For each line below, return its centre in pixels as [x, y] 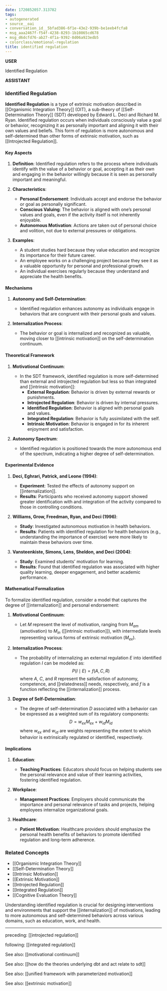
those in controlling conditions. [51, 507]
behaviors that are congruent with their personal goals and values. [88, 314]
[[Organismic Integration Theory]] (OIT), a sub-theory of [63, 109]
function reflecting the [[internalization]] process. [70, 689]
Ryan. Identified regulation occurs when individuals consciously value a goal [83, 120]
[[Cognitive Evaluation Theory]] [44, 895]
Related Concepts [27, 853]
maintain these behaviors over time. [56, 542]
